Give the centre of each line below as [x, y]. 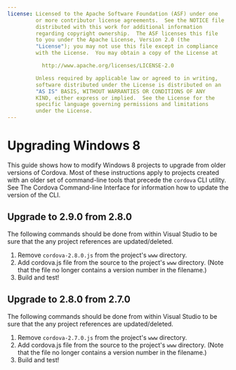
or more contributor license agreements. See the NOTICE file [130, 20]
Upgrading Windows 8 [74, 146]
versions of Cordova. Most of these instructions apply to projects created [113, 172]
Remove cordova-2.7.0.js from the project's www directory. [102, 337]
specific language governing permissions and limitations [122, 105]
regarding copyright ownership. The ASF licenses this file [127, 33]
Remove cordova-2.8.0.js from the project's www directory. [102, 255]
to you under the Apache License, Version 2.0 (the [113, 40]
